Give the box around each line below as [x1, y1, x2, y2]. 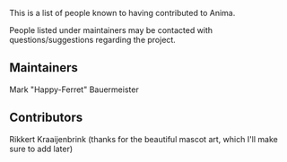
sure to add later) [9, 143, 74, 154]
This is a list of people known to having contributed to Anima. [9, 8, 236, 18]
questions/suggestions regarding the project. [9, 35, 177, 45]
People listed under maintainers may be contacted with [9, 25, 213, 35]
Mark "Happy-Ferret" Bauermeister [9, 84, 139, 95]
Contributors [9, 110, 83, 125]
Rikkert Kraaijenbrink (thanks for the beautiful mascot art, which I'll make [9, 133, 278, 144]
